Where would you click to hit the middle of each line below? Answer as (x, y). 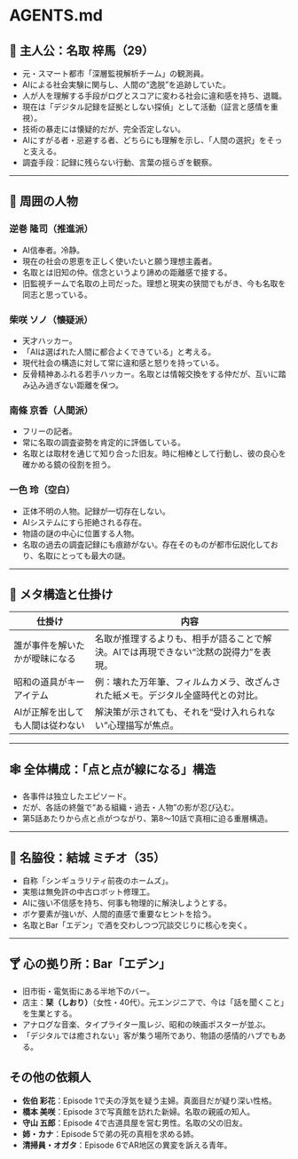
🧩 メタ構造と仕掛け (61, 594)
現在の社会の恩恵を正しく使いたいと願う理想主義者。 (119, 261)
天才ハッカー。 (49, 340)
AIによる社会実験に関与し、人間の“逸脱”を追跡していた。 (126, 84)
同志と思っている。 (57, 294)
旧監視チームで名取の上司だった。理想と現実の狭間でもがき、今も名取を (154, 283)
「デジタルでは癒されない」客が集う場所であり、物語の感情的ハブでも (150, 1035)
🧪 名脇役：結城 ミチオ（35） (87, 857)
